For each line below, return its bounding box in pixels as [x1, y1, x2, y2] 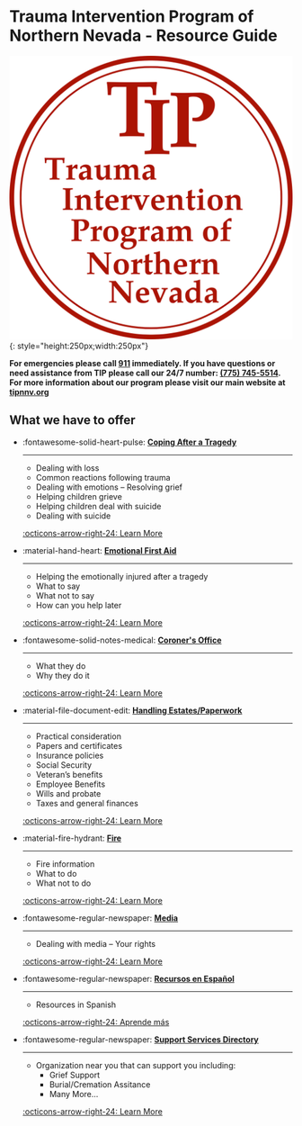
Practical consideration [35, 731, 121, 742]
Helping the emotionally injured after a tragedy [35, 571, 209, 581]
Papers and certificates [35, 740, 123, 751]
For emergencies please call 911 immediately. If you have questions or [9, 357, 276, 368]
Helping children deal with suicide [35, 500, 162, 511]
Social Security [35, 759, 93, 770]
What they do [35, 660, 86, 671]
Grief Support [49, 1069, 101, 1080]
